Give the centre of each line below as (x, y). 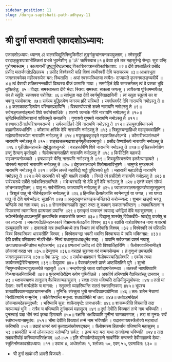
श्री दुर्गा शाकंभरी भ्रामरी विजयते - (38, 354)
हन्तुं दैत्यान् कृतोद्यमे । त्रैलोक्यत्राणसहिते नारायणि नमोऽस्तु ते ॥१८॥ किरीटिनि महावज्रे (73, 153)
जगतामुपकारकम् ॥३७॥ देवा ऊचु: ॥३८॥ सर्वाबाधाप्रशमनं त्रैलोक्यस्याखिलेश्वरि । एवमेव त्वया (79, 257)
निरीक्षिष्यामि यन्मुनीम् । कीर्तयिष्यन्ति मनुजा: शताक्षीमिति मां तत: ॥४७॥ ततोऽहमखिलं (72, 297)
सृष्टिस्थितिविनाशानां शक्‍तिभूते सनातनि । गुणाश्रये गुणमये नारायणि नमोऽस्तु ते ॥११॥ (72, 118)
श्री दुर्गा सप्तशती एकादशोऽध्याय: (55, 40)
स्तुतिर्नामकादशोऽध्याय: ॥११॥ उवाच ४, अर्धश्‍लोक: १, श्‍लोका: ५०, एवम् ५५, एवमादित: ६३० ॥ (81, 344)
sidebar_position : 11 (28, 10)
